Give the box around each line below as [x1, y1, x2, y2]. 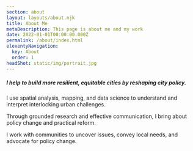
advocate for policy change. [6, 138, 77, 145]
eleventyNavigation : [6, 43, 59, 50]
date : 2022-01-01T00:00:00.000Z [6, 32, 89, 38]
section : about [6, 9, 45, 15]
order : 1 [12, 54, 34, 61]
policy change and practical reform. [6, 119, 96, 127]
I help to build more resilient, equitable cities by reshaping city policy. [6, 79, 186, 86]
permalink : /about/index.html [6, 37, 84, 43]
